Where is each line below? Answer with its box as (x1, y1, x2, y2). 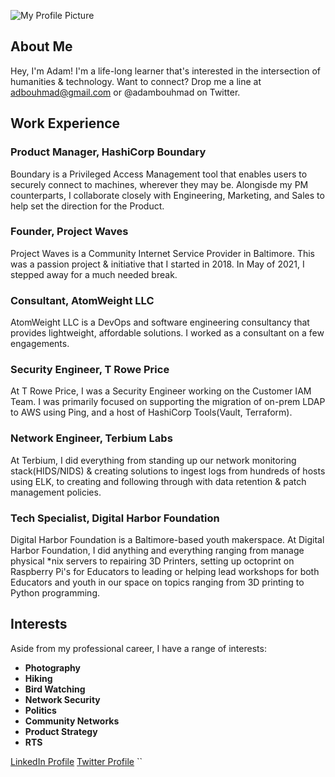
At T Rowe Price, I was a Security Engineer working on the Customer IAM (10, 385, 312, 397)
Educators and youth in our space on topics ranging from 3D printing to (10, 576, 305, 588)
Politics (24, 704, 57, 716)
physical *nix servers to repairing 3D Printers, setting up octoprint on (10, 555, 295, 567)
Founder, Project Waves (10, 225, 129, 239)
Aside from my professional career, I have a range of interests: (10, 642, 267, 654)
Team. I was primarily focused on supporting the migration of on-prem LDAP (10, 396, 326, 408)
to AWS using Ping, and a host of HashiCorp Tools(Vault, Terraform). (10, 406, 293, 419)
